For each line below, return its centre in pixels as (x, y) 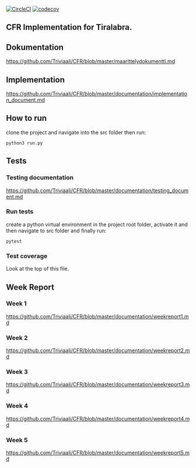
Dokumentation (35, 47)
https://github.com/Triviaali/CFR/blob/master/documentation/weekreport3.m (98, 384)
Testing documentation (40, 178)
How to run (27, 118)
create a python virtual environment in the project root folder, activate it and (97, 224)
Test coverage (27, 256)
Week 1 (17, 304)
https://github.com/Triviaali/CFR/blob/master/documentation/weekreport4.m (98, 418)
